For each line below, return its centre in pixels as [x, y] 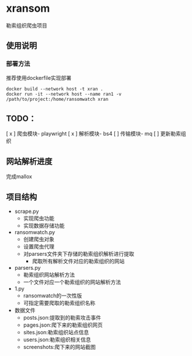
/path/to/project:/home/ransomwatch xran [57, 99]
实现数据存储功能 [44, 226]
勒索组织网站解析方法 [49, 275]
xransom [28, 9]
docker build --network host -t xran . [55, 89]
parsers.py [28, 268]
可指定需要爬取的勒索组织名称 [59, 303]
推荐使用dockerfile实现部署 [39, 77]
